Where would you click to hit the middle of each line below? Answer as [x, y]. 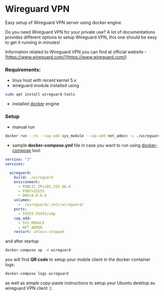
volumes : [23, 200]
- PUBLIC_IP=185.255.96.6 [44, 187]
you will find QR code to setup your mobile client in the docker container [78, 259]
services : [15, 164]
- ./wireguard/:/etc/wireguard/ [51, 205]
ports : [20, 209]
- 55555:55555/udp [37, 213]
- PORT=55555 [31, 191]
